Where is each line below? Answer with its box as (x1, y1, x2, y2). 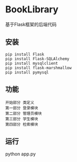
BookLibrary (5, 4, 59, 15)
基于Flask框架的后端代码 (5, 21, 57, 27)
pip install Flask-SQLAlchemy (5, 56, 70, 61)
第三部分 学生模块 (5, 116, 38, 121)
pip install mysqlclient (5, 61, 58, 66)
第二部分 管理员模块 (5, 111, 42, 116)
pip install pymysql (5, 69, 49, 75)
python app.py (5, 151, 36, 157)
